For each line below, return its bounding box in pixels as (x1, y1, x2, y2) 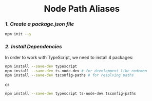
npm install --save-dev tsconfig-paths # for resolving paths (5, 73, 134, 78)
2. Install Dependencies (5, 43, 62, 50)
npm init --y (5, 32, 32, 37)
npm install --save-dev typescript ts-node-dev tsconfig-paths (5, 91, 136, 96)
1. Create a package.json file (5, 20, 74, 27)
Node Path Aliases (43, 3, 120, 15)
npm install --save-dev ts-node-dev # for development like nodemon (5, 68, 147, 73)
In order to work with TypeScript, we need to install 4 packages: (5, 54, 133, 60)
